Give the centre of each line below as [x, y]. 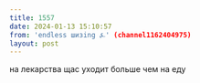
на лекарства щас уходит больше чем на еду [98, 69]
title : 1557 [32, 18]
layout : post [34, 43]
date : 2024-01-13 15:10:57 [61, 26]
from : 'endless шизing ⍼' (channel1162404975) [100, 35]
